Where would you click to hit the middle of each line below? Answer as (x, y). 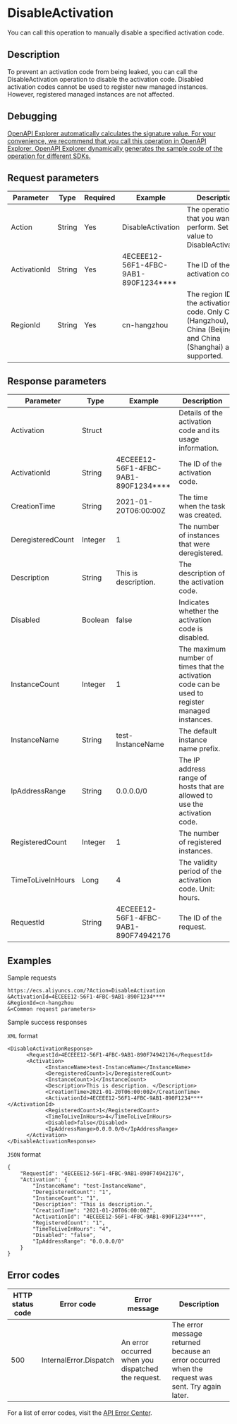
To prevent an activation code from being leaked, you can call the (103, 71)
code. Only (205, 312)
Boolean (96, 620)
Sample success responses (47, 1022)
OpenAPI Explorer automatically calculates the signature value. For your (112, 133)
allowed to (196, 796)
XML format (23, 1036)
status (23, 1304)
